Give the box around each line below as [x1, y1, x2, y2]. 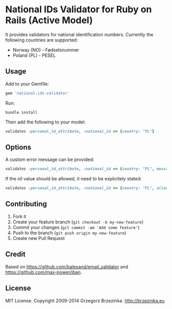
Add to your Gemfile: [5, 80, 50, 87]
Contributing [5, 200, 47, 209]
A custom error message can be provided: [5, 156, 95, 162]
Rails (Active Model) [5, 14, 93, 26]
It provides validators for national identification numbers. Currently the [5, 31, 154, 37]
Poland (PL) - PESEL [12, 52, 56, 58]
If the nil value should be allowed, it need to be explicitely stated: [5, 176, 142, 182]
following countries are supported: [5, 37, 78, 43]
